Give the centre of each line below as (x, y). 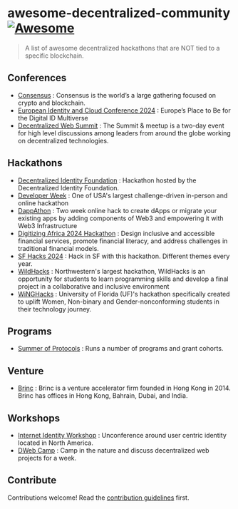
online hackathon (43, 203)
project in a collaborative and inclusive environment (93, 286)
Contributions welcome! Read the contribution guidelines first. (98, 498)
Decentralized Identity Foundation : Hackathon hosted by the (107, 180)
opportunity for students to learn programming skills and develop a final (123, 279)
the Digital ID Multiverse (53, 118)
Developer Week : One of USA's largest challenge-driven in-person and (123, 195)
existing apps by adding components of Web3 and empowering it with (120, 218)
